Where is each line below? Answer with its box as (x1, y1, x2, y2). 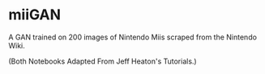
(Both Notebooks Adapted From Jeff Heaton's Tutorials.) (8, 56, 197, 66)
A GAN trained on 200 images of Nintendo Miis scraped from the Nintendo (8, 32, 258, 42)
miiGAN (8, 6, 62, 24)
